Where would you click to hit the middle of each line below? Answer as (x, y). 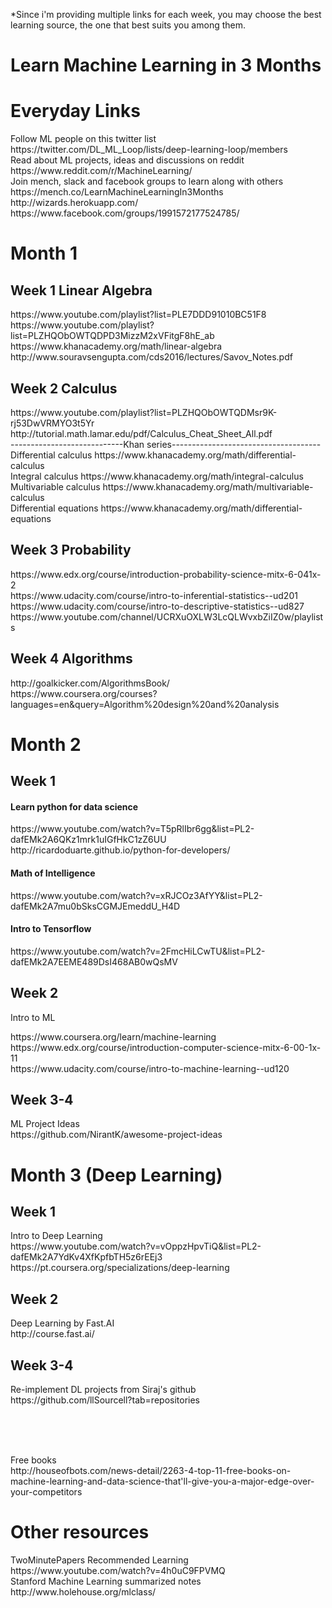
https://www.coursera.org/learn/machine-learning (113, 1036)
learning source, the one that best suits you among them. (128, 25)
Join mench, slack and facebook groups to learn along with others (147, 181)
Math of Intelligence (53, 873)
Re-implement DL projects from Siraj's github (103, 1389)
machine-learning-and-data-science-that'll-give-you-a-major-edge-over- (162, 1481)
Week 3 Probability (71, 550)
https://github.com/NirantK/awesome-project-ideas (116, 1135)
